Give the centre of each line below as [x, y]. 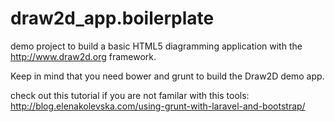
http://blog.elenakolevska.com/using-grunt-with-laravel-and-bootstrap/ [158, 106]
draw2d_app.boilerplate [112, 18]
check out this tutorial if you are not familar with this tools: [130, 95]
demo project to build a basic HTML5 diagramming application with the [156, 46]
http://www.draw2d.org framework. [83, 56]
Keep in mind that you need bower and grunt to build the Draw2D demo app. [167, 76]
